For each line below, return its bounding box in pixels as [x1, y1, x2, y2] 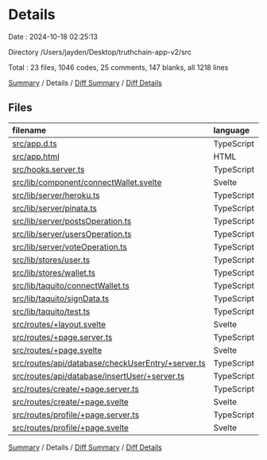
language [213, 125, 250, 136]
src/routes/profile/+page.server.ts [12, 409, 140, 420]
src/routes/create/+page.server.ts [12, 383, 139, 394]
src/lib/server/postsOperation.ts [12, 215, 132, 226]
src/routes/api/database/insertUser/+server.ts [12, 370, 185, 381]
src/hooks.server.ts [12, 164, 85, 175]
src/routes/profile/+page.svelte [12, 422, 130, 433]
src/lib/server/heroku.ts [12, 189, 100, 200]
